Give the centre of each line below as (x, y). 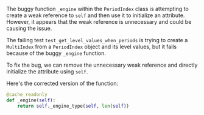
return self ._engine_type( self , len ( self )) (73, 106)
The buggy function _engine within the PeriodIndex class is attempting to (97, 9)
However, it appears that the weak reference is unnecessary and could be (99, 22)
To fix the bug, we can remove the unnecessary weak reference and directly (102, 65)
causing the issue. (29, 28)
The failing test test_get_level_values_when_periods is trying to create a (97, 40)
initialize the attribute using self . (47, 72)
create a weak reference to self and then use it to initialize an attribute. (96, 15)
